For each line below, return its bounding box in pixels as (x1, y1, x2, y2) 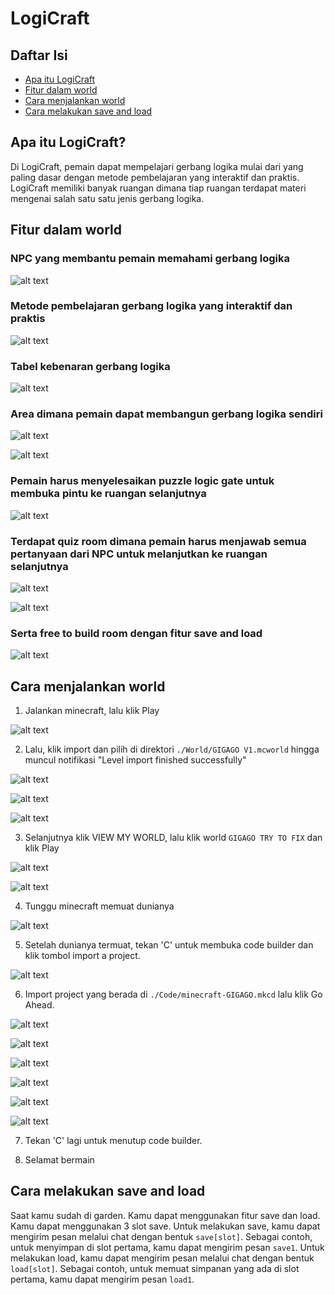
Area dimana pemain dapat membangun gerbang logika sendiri (10, 407, 323, 421)
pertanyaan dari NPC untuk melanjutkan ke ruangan (10, 547, 268, 561)
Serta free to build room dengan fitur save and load (10, 626, 263, 640)
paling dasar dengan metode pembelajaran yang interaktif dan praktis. (10, 171, 300, 183)
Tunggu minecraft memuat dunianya (24, 900, 175, 912)
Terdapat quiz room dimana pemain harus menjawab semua (10, 534, 307, 548)
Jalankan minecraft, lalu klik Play (24, 705, 160, 717)
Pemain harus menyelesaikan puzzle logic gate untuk (10, 474, 275, 488)
